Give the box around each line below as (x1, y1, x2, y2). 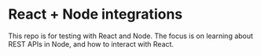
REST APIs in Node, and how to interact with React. (8, 39, 175, 48)
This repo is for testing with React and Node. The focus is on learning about (8, 31, 254, 40)
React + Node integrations (8, 5, 183, 23)
